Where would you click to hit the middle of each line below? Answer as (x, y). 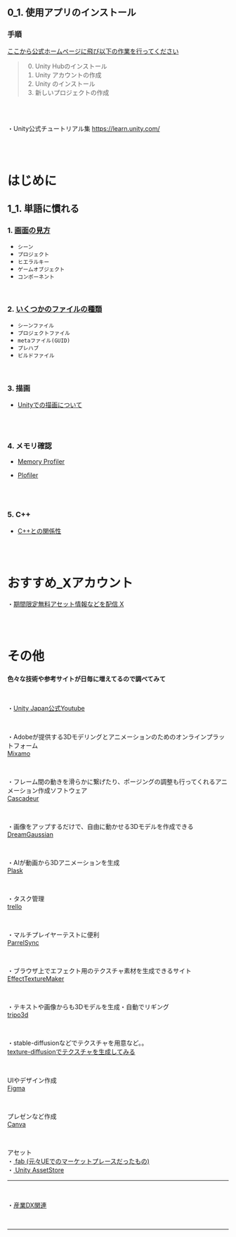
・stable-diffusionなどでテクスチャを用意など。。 (78, 1043)
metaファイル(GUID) (44, 341)
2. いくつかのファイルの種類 (55, 310)
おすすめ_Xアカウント (70, 583)
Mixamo (19, 754)
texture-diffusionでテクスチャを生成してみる (71, 1052)
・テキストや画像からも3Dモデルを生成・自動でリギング (88, 1007)
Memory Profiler (41, 462)
